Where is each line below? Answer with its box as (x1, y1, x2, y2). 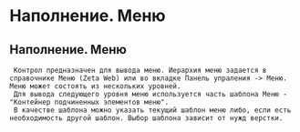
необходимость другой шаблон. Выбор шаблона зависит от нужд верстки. (9, 114, 284, 123)
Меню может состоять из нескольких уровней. (9, 82, 181, 91)
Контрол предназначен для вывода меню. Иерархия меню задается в (13, 66, 267, 75)
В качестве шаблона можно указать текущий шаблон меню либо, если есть (13, 106, 292, 115)
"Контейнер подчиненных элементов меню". (9, 97, 170, 107)
